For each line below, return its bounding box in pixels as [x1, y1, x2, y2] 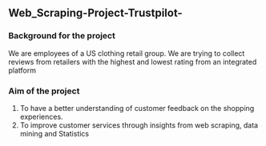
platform [8, 65, 36, 75]
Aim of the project [8, 85, 80, 97]
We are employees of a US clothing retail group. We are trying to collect [8, 48, 245, 58]
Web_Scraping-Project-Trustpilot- [8, 6, 183, 20]
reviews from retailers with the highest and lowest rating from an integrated [8, 57, 257, 66]
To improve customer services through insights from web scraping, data [19, 120, 259, 130]
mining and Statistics [19, 128, 90, 138]
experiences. [19, 112, 63, 121]
